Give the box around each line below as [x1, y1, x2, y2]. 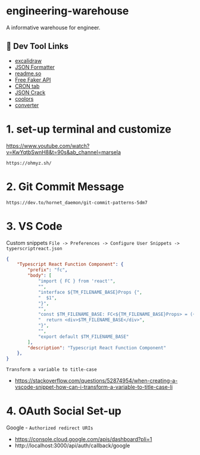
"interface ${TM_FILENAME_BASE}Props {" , [37, 289, 143, 295]
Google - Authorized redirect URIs [6, 424, 93, 431]
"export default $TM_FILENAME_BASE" [37, 333, 129, 340]
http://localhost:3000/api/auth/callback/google [14, 442, 130, 449]
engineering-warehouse [6, 4, 129, 18]
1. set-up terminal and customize [6, 122, 171, 136]
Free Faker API [14, 76, 51, 83]
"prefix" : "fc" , [27, 267, 68, 273]
